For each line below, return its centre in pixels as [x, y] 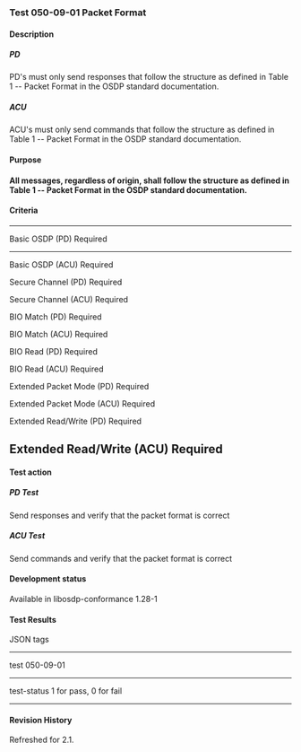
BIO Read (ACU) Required [56, 369]
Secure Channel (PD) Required [66, 282]
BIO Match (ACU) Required [59, 334]
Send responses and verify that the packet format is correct [120, 515]
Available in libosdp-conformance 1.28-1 [84, 599]
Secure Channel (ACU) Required [69, 299]
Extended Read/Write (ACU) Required [116, 449]
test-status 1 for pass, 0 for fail [66, 691]
